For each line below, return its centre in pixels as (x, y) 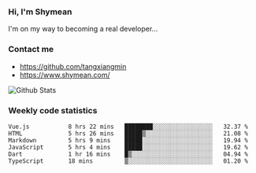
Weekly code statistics (53, 110)
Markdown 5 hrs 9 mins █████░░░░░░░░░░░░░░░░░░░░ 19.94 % (128, 140)
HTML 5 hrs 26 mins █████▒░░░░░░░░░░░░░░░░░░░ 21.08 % (128, 133)
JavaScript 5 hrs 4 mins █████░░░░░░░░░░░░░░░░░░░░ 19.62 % (128, 147)
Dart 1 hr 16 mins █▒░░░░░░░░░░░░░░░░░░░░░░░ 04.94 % (128, 154)
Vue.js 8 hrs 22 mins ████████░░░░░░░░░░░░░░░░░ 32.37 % (128, 127)
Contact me (31, 50)
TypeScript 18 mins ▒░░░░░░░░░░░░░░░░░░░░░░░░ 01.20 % (128, 161)
